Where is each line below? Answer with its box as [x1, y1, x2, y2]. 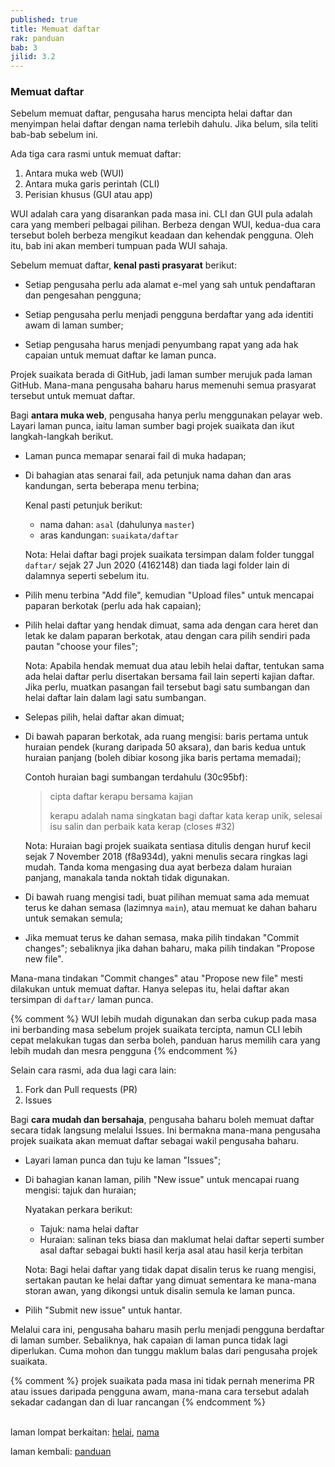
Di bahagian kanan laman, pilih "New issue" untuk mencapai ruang [24, 1174, 300, 1186]
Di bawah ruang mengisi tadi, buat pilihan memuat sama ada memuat [24, 891, 310, 903]
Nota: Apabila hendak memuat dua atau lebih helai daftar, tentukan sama [24, 660, 325, 672]
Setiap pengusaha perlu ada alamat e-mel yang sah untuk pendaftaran [24, 279, 316, 291]
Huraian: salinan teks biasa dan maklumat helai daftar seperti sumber [39, 1234, 325, 1246]
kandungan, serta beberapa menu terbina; [24, 480, 200, 492]
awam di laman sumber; [24, 319, 124, 331]
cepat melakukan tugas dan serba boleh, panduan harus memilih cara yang [10, 1034, 321, 1046]
